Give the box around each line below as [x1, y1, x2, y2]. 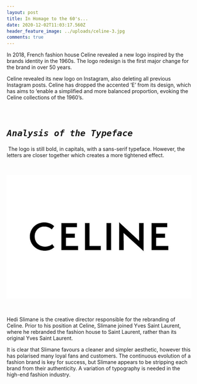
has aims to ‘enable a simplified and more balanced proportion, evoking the [6, 88, 189, 95]
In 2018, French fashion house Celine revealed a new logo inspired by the [6, 51, 184, 58]
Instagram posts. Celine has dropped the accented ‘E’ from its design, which [6, 81, 191, 88]
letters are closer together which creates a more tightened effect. [6, 152, 165, 159]
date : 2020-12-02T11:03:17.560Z [6, 22, 86, 28]
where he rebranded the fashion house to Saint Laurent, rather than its [6, 329, 177, 336]
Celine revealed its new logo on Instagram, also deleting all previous [6, 75, 171, 82]
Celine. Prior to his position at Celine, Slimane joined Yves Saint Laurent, [6, 322, 181, 329]
